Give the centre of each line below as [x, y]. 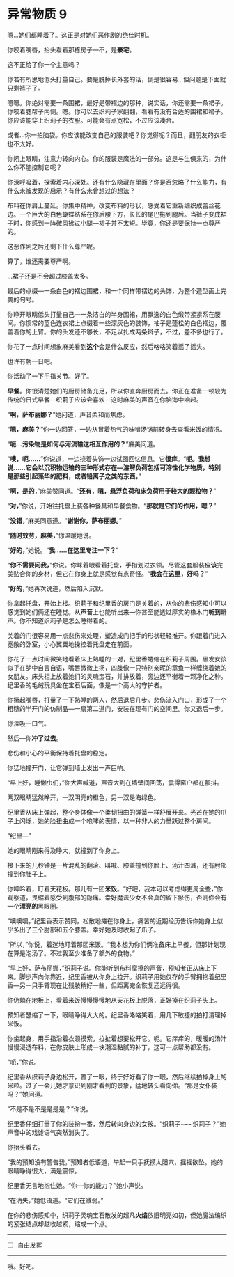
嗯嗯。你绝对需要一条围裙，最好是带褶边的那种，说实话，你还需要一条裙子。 [117, 102]
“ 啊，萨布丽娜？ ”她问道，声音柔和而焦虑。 [68, 414]
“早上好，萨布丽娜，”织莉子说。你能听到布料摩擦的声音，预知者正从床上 [109, 968]
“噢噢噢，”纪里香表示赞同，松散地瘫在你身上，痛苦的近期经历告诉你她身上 [112, 920]
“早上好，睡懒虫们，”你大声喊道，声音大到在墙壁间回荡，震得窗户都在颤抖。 [115, 782]
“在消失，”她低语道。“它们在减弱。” [55, 1200]
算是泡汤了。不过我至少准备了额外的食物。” [74, 953]
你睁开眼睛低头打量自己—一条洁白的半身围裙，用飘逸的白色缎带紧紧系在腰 [114, 314]
